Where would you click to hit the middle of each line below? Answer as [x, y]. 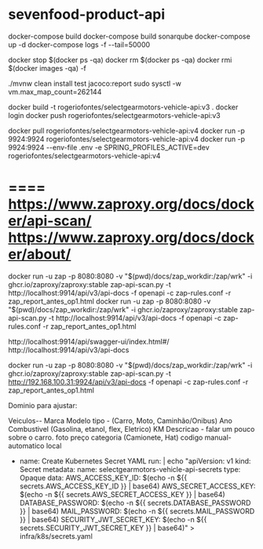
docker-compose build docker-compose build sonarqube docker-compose [130, 36]
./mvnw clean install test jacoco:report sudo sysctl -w [95, 83]
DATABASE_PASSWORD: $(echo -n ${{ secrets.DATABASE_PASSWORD [135, 503]
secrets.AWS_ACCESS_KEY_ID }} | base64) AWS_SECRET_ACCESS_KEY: [137, 486]
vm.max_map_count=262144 [55, 91]
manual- [218, 437]
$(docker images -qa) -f [47, 68]
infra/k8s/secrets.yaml [56, 536]
